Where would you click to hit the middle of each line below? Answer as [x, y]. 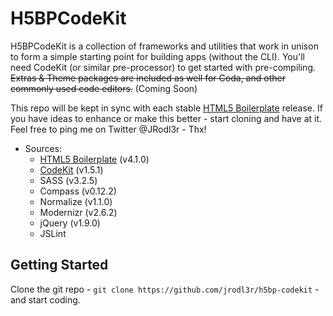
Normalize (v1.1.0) [76, 201]
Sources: [43, 148]
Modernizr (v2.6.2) [78, 212]
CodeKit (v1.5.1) [71, 169]
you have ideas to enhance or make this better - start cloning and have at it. [166, 118]
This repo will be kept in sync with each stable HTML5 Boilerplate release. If [166, 108]
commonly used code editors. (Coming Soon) [104, 88]
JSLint [53, 233]
